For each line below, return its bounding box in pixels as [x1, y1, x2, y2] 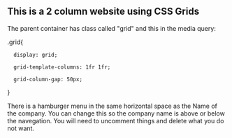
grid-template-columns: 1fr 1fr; [13, 63, 111, 71]
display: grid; [13, 51, 58, 58]
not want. [7, 124, 35, 132]
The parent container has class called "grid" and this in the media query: [7, 24, 217, 32]
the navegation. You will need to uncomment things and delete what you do [7, 116, 224, 125]
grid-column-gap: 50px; [13, 76, 82, 83]
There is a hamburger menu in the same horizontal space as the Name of [7, 102, 218, 110]
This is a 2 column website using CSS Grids [7, 6, 200, 18]
